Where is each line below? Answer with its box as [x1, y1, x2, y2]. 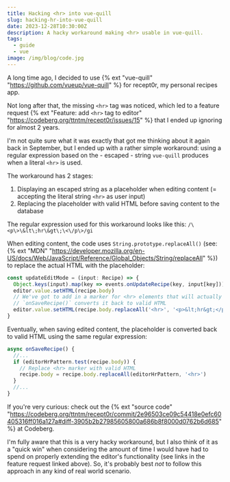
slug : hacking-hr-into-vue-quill [7, 16, 103, 23]
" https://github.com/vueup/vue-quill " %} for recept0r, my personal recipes [7, 80, 218, 89]
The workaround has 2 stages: [7, 171, 94, 180]
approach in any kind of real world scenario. [7, 467, 131, 475]
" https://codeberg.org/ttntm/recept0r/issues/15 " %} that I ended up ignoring [7, 116, 222, 124]
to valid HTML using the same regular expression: [7, 332, 147, 340]
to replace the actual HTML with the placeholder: [7, 261, 145, 269]
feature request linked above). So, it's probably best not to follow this [7, 459, 202, 468]
